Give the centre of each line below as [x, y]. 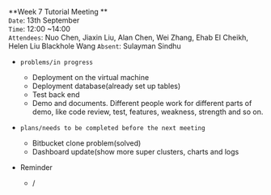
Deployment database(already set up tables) [106, 86]
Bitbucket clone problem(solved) [87, 143]
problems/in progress [56, 62]
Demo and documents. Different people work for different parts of [142, 103]
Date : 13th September [44, 20]
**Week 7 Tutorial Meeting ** [58, 12]
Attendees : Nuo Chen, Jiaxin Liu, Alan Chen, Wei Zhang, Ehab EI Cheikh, [129, 37]
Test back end [56, 95]
